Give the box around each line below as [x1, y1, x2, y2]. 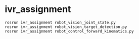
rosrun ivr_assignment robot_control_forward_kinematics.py [5, 28, 134, 33]
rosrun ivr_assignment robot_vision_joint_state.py [5, 20, 116, 25]
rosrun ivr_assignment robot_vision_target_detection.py [5, 24, 127, 29]
